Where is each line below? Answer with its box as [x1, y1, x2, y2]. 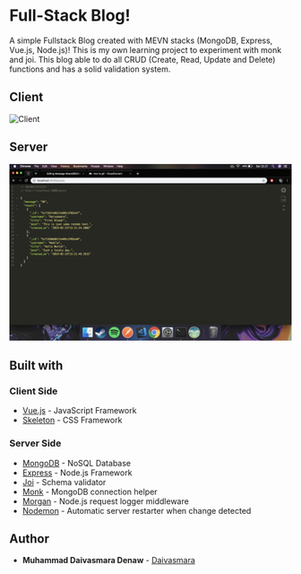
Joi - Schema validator [21, 476, 107, 487]
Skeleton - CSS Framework [21, 414, 123, 426]
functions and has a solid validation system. [9, 64, 171, 74]
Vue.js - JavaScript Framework [21, 405, 137, 416]
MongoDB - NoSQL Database [21, 457, 132, 468]
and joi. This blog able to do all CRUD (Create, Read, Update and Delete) [9, 54, 276, 65]
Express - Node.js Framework [21, 467, 133, 478]
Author [9, 531, 49, 546]
